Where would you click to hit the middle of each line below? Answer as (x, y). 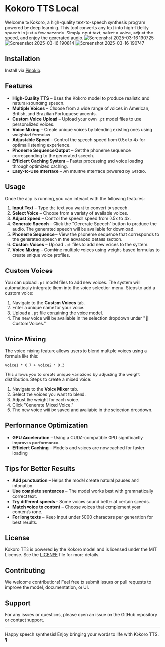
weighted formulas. (32, 135)
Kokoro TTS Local (42, 9)
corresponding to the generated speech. (53, 155)
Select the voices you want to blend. (49, 394)
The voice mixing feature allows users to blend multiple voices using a (76, 351)
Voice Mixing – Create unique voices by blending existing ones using (82, 129)
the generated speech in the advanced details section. (67, 239)
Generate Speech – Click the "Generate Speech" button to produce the (84, 224)
